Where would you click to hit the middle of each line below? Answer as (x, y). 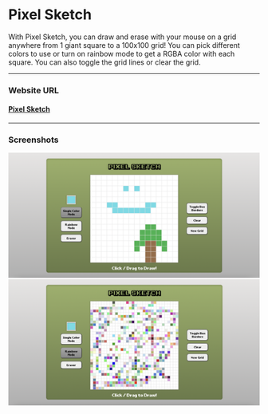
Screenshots (33, 140)
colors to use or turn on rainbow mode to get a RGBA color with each (122, 53)
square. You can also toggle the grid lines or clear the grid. (104, 62)
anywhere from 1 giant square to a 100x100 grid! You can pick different (124, 45)
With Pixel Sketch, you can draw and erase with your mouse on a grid (122, 37)
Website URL (34, 90)
